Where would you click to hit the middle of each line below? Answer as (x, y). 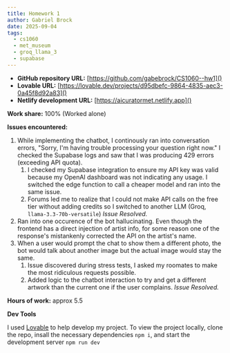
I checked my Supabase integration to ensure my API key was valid (123, 169)
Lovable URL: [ (38, 85)
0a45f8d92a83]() (42, 93)
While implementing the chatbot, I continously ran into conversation (113, 140)
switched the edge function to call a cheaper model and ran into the (124, 184)
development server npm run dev (54, 342)
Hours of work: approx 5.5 (45, 300)
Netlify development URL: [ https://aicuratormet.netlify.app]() (104, 100)
